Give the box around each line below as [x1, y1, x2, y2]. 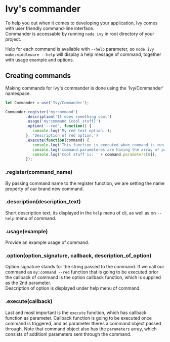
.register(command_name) [5, 169, 73, 176]
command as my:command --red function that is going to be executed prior [5, 269, 158, 275]
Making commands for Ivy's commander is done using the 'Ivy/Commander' [5, 85, 164, 91]
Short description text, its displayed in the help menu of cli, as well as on [5, 209, 156, 216]
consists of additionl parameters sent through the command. [5, 331, 132, 337]
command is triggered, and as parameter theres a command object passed [5, 320, 161, 326]
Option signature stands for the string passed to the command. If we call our [5, 264, 164, 270]
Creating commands [5, 72, 71, 80]
